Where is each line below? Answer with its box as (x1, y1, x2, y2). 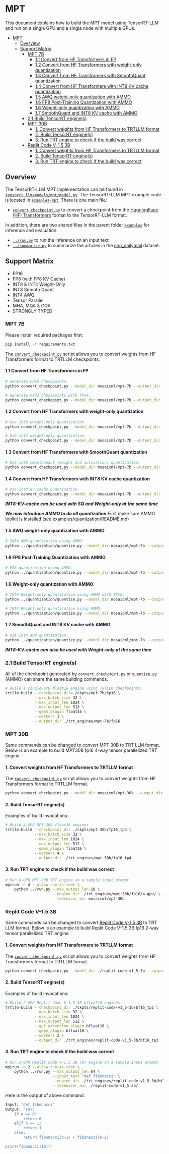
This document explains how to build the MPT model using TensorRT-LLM (5, 20, 159, 26)
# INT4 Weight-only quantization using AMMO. (5, 606, 102, 611)
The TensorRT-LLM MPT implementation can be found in (5, 186, 123, 192)
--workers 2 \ (34, 1033, 64, 1038)
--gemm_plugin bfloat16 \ (34, 1028, 89, 1033)
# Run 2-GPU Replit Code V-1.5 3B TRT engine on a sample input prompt (5, 1060, 158, 1065)
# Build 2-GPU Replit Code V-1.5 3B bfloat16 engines (5, 1000, 121, 1005)
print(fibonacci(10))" (5, 1144, 53, 1149)
